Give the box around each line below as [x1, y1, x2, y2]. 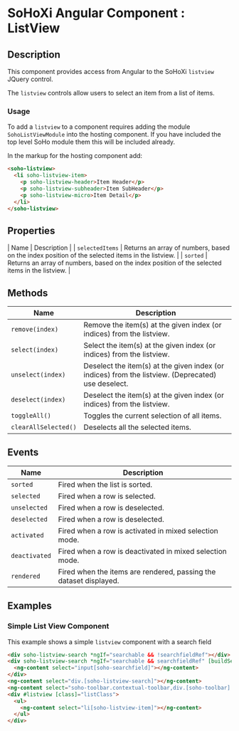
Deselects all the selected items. [83, 422, 192, 432]
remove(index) [11, 325, 59, 334]
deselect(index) [11, 396, 66, 404]
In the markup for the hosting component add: [7, 152, 143, 160]
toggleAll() [11, 411, 52, 420]
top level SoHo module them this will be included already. [7, 137, 176, 147]
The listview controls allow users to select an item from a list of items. [7, 89, 215, 97]
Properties [7, 224, 55, 236]
